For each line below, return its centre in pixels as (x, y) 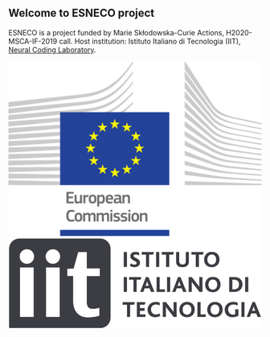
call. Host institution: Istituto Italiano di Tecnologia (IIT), (150, 41)
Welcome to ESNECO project (82, 13)
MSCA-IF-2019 (33, 41)
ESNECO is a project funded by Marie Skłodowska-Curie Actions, (117, 32)
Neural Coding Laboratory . (52, 49)
